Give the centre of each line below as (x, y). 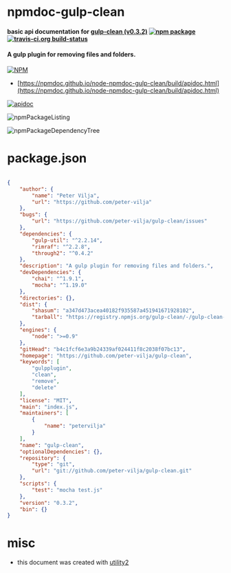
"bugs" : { (34, 215)
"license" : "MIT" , (46, 400)
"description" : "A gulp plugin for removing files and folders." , (117, 266)
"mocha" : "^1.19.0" (60, 285)
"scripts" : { (38, 484)
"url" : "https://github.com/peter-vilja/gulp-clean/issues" (120, 221)
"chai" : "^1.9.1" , (58, 279)
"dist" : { (34, 304)
